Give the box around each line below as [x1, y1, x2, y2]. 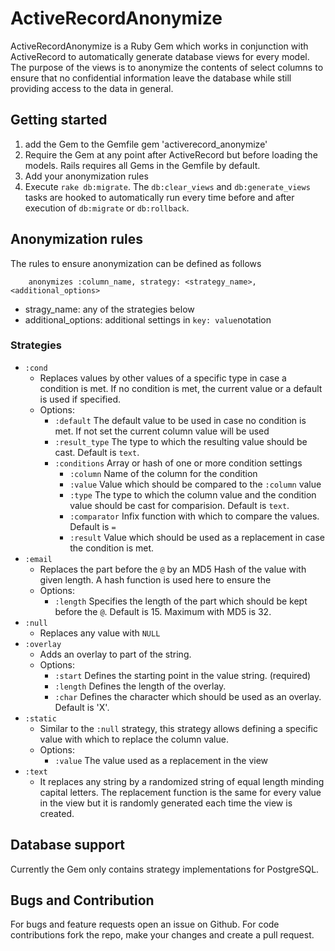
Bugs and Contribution [10, 892, 155, 909]
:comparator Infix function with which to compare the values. [69, 510, 320, 522]
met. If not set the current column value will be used [54, 425, 270, 437]
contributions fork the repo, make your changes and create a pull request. [10, 929, 315, 941]
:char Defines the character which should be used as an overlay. [54, 690, 322, 702]
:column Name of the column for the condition [69, 467, 258, 479]
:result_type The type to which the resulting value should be [54, 435, 308, 447]
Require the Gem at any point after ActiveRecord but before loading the [24, 148, 318, 161]
